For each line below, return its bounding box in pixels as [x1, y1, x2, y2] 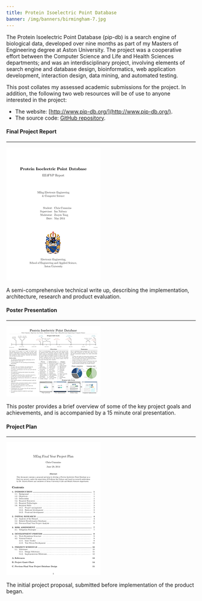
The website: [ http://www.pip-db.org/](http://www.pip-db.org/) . [14, 108, 173, 115]
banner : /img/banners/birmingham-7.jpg [6, 16, 106, 22]
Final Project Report [6, 128, 57, 135]
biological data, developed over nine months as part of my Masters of [6, 40, 179, 47]
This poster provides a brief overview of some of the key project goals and [6, 402, 191, 410]
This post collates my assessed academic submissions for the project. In [6, 83, 186, 90]
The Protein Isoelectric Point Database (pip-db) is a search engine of [6, 33, 177, 40]
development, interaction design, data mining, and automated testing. [6, 72, 179, 79]
